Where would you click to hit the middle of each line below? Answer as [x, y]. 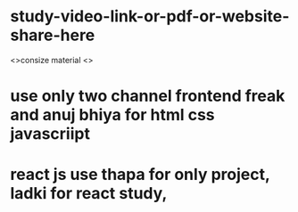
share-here [53, 35]
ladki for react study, [89, 194]
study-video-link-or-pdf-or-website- [150, 16]
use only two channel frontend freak [148, 96]
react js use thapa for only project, [140, 175]
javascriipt [50, 134]
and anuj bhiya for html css [112, 115]
